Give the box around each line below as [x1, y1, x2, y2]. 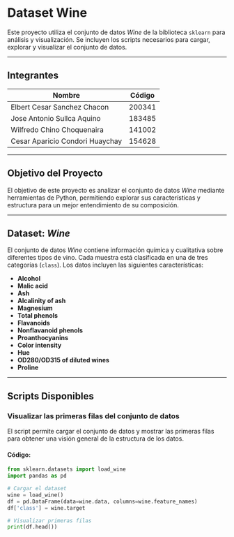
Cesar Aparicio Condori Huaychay [10, 136, 123, 146]
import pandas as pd [7, 473, 68, 480]
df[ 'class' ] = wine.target [7, 504, 86, 511]
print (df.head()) [7, 524, 58, 531]
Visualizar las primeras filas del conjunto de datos [7, 411, 180, 420]
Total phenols [17, 311, 58, 320]
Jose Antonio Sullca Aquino [10, 113, 101, 123]
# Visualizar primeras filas [7, 517, 92, 524]
